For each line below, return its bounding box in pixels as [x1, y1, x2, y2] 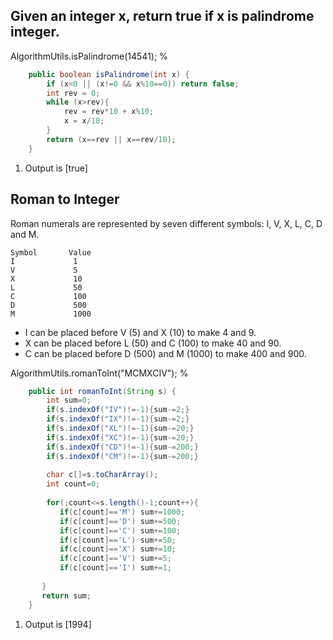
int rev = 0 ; [46, 88, 101, 98]
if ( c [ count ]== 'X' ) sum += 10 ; [59, 544, 177, 554]
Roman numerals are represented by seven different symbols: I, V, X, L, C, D [10, 217, 323, 229]
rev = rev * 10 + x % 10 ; [63, 107, 155, 117]
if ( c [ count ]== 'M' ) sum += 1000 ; [59, 507, 186, 517]
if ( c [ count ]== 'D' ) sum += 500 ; [59, 516, 182, 526]
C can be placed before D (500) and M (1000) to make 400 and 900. [24, 347, 307, 359]
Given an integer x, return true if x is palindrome [10, 8, 315, 25]
